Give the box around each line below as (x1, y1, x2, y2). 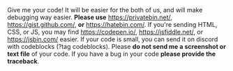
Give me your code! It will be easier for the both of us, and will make (7, 6, 203, 14)
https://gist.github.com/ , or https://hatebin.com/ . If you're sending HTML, (7, 21, 218, 28)
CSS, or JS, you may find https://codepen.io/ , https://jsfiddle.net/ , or (7, 28, 204, 36)
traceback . (7, 57, 40, 65)
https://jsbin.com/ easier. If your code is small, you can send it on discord (7, 35, 218, 43)
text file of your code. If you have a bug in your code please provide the (7, 50, 216, 58)
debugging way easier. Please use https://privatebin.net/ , (7, 13, 173, 21)
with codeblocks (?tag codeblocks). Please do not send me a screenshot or (7, 43, 227, 50)
